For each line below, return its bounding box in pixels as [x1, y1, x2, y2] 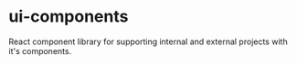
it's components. [8, 45, 72, 56]
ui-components [8, 6, 129, 27]
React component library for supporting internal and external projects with [8, 36, 289, 47]
